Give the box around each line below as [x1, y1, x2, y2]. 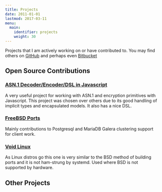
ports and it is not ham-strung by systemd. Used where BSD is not [5, 159, 138, 165]
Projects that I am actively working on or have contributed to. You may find [5, 47, 155, 53]
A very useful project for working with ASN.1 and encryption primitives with [5, 92, 156, 98]
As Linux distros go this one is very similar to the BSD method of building [5, 154, 152, 160]
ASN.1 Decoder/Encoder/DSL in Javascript [5, 81, 107, 88]
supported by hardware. [5, 165, 54, 171]
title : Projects [5, 7, 38, 12]
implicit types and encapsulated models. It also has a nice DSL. [5, 103, 132, 108]
